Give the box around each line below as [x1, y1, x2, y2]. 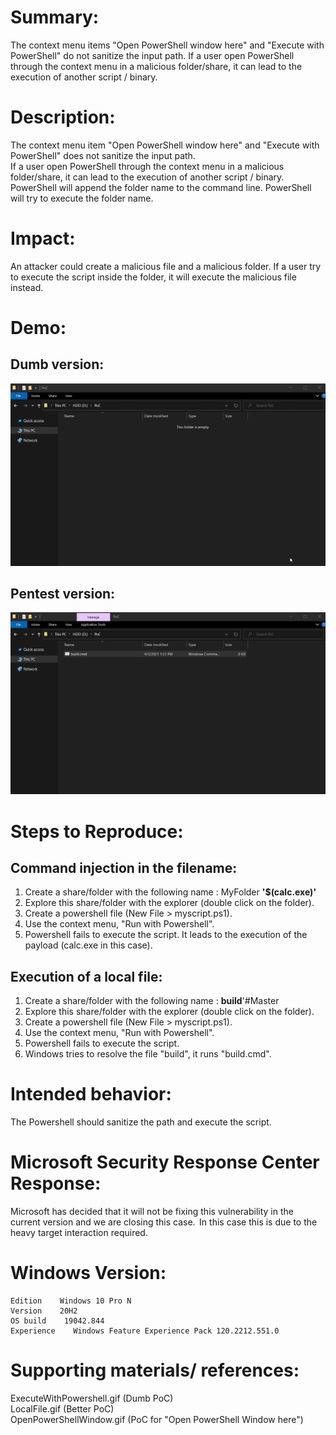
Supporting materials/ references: [10, 1359, 300, 1382]
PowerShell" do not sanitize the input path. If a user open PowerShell [10, 49, 295, 61]
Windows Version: [10, 1262, 167, 1285]
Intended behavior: [10, 1083, 172, 1106]
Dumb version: [10, 356, 105, 373]
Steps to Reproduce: [10, 820, 184, 843]
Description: [10, 106, 116, 129]
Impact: [10, 227, 76, 250]
